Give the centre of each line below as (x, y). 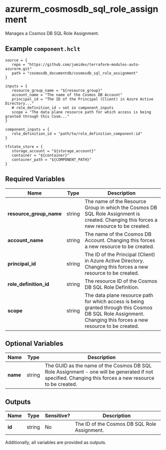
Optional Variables (34, 344)
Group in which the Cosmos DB (121, 207)
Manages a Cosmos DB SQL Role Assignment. (52, 33)
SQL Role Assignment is (112, 213)
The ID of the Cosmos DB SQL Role (116, 424)
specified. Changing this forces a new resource (100, 378)
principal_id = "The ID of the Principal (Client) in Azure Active (83, 99)
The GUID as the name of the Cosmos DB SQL (98, 366)
